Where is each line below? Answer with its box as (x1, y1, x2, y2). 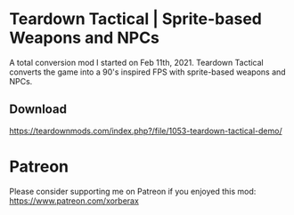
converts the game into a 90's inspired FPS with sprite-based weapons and (9, 67, 287, 77)
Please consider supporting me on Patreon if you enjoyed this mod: (9, 186, 257, 196)
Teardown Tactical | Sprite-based (9, 9, 263, 29)
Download (9, 102, 67, 117)
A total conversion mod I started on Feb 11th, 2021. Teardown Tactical (9, 57, 265, 68)
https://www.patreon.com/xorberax (9, 195, 140, 206)
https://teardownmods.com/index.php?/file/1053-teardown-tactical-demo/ (9, 125, 282, 136)
